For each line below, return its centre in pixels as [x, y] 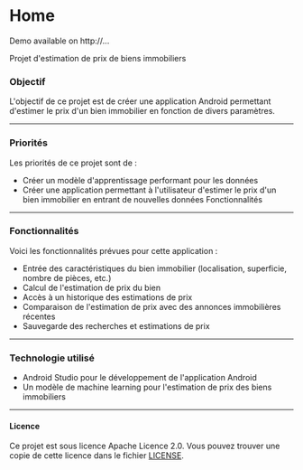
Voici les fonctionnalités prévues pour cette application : [114, 250]
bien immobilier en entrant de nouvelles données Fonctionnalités [142, 199]
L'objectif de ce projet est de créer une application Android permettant [140, 101]
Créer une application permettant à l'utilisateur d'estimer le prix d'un [149, 190]
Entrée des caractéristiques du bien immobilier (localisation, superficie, [154, 268]
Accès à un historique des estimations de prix [107, 297]
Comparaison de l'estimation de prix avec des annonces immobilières [151, 306]
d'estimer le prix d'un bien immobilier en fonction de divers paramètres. [142, 111]
